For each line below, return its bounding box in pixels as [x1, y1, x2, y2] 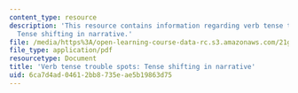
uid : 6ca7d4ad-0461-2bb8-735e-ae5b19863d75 [9, 71, 173, 80]
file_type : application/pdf [9, 46, 114, 55]
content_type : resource [9, 12, 98, 22]
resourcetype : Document [9, 54, 98, 63]
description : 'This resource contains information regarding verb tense [9, 21, 284, 30]
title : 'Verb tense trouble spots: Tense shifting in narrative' [9, 63, 255, 72]
